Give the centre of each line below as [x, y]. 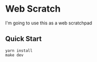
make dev [14, 55]
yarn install [19, 51]
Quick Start [23, 39]
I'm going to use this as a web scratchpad [49, 23]
